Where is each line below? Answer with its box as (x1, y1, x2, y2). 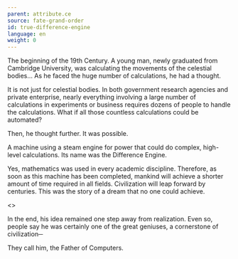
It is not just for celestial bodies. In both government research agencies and (7, 85, 229, 94)
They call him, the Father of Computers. (7, 243, 124, 253)
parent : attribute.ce (7, 10, 72, 18)
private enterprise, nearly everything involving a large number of (7, 93, 197, 102)
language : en (7, 30, 46, 38)
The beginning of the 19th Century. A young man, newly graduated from (7, 56, 218, 65)
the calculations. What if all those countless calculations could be (7, 108, 199, 117)
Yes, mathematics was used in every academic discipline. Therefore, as (7, 164, 217, 173)
